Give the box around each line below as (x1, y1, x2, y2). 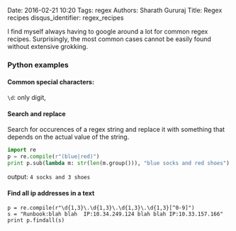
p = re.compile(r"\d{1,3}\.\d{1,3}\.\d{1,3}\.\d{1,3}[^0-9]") (7, 205, 195, 212)
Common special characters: (7, 77, 94, 86)
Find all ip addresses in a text (7, 188, 95, 197)
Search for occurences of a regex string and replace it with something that (7, 125, 225, 134)
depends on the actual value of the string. (7, 133, 130, 141)
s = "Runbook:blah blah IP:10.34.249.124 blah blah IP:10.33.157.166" (7, 210, 223, 218)
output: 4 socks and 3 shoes (7, 172, 91, 181)
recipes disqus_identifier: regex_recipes (7, 13, 124, 22)
